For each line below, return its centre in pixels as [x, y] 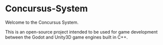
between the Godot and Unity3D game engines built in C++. [67, 37]
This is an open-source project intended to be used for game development [81, 32]
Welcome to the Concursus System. [42, 22]
